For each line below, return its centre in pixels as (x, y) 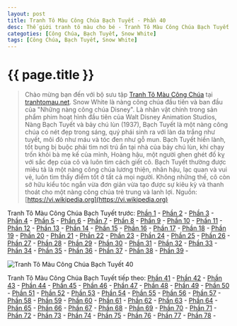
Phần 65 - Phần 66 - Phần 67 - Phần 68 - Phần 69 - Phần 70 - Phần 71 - (112, 308)
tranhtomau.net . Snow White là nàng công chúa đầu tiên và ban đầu (123, 102)
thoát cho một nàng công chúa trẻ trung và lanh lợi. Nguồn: (111, 192)
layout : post (27, 14)
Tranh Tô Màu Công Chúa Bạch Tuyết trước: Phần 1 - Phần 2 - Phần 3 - (111, 213)
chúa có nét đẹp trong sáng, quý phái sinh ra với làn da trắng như (120, 132)
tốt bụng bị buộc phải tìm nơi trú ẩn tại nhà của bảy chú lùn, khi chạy (125, 147)
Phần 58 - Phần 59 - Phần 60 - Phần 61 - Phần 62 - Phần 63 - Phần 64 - (112, 301)
